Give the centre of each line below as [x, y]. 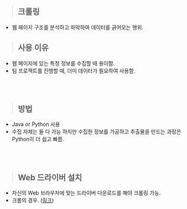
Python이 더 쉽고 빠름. [38, 139]
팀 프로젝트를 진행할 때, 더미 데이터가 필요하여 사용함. [73, 71]
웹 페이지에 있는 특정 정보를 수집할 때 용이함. [63, 63]
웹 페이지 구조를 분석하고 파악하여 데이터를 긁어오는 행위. [77, 27]
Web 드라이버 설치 [50, 177]
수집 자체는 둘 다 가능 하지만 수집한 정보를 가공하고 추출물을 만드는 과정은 [96, 132]
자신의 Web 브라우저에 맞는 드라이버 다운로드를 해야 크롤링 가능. [86, 193]
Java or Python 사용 [36, 124]
